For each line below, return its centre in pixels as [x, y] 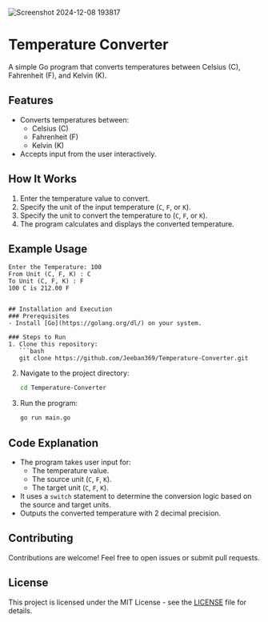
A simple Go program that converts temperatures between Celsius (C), [125, 66]
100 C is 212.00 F [39, 288]
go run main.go [45, 418]
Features [31, 100]
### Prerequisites [39, 316]
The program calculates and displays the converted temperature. [127, 223]
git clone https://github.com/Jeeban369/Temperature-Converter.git [134, 359]
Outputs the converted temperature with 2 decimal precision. [120, 513]
